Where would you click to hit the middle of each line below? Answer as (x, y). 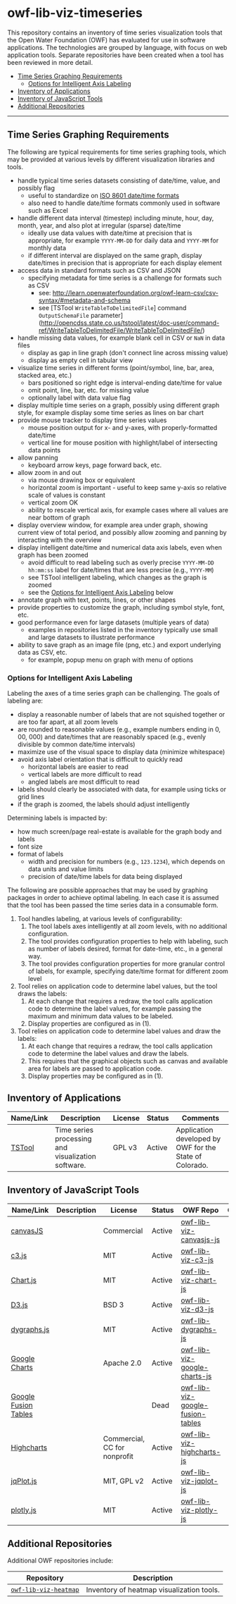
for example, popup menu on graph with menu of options (111, 660)
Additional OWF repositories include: (60, 1561)
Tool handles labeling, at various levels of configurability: (100, 919)
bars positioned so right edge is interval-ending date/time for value (125, 383)
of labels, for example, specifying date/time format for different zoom (128, 971)
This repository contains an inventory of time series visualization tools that (115, 32)
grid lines (31, 797)
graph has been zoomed (53, 555)
